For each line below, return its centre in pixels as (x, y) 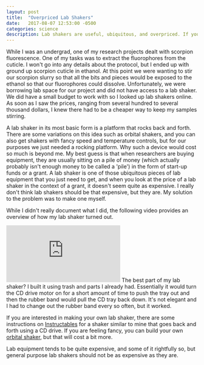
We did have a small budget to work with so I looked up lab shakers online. (100, 97)
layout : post (23, 12)
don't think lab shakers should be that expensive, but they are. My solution (100, 192)
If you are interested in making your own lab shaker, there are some (90, 318)
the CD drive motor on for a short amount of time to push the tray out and (98, 293)
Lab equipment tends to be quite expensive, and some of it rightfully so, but (101, 349)
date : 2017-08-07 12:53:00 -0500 (51, 23)
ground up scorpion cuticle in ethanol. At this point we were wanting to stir (100, 71)
